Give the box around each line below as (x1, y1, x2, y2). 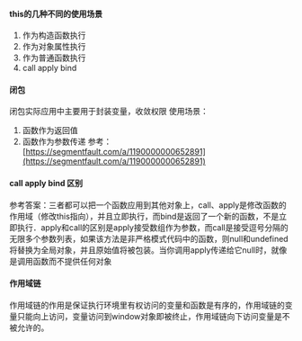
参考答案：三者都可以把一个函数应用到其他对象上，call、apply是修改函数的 (9, 199, 288, 211)
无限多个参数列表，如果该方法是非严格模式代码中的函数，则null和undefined (9, 233, 289, 244)
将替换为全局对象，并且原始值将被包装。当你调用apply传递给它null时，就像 (9, 244, 288, 256)
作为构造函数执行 (22, 30, 86, 40)
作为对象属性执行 (22, 41, 86, 52)
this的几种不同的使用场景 (9, 8, 103, 19)
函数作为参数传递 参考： (22, 136, 112, 148)
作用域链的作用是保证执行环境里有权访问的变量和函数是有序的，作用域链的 (9, 300, 285, 310)
